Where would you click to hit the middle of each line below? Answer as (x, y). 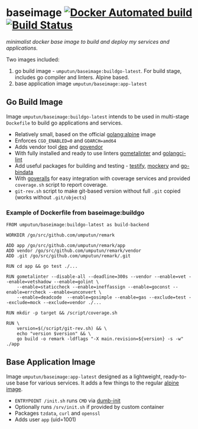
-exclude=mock (24, 303)
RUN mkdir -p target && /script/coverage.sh (62, 313)
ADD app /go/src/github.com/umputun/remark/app (66, 246)
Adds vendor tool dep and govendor (59, 147)
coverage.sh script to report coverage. (61, 184)
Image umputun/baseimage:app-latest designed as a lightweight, (84, 376)
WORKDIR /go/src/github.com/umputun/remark (61, 235)
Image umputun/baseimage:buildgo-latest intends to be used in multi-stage (98, 116)
